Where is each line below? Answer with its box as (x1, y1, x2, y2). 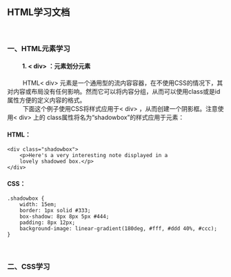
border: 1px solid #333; (19, 207, 91, 214)
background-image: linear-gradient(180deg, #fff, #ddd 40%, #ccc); (19, 225, 217, 232)
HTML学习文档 (7, 6, 70, 19)
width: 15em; (19, 201, 57, 208)
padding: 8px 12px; (19, 219, 76, 226)
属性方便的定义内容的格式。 (7, 96, 86, 104)
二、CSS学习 (7, 262, 50, 271)
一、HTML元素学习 (7, 43, 70, 53)
